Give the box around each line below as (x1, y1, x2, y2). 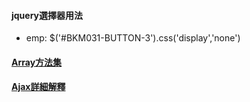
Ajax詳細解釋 (11, 81, 66, 93)
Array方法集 (11, 56, 63, 68)
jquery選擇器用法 (11, 9, 84, 21)
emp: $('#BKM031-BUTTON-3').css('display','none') (25, 32, 241, 44)
